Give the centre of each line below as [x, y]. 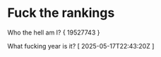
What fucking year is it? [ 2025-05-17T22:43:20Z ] [81, 46]
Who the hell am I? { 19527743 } [54, 32]
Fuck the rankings [61, 13]
